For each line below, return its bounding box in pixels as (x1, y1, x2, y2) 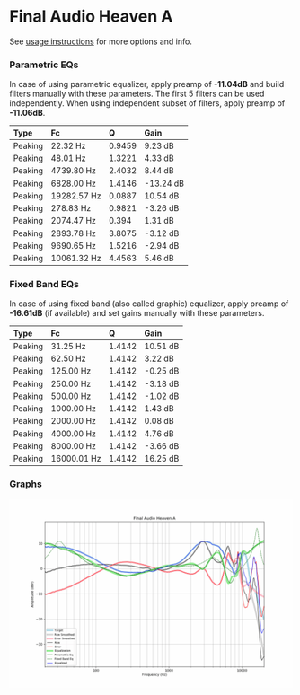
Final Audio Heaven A (9, 6, 173, 27)
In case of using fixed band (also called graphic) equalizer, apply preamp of (9, 298, 289, 309)
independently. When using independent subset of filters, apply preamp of (9, 98, 286, 109)
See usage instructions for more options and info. (9, 36, 193, 47)
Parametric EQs (9, 58, 79, 71)
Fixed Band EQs (9, 277, 79, 290)
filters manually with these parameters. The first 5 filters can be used (9, 88, 265, 100)
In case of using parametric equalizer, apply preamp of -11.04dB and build (9, 79, 285, 90)
